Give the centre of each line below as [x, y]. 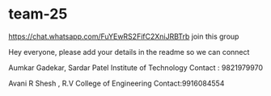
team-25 [38, 14]
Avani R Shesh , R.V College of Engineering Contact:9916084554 [116, 83]
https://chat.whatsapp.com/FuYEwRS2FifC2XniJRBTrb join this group [124, 36]
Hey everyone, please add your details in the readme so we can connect [129, 52]
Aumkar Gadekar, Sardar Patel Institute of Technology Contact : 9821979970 [135, 67]
